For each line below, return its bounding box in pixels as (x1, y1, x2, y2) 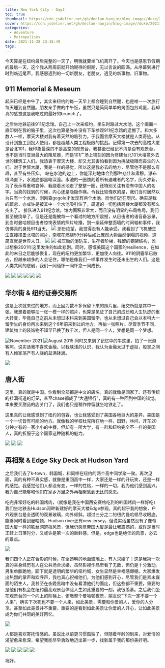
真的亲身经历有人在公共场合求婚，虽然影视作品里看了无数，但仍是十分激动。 (5, 562, 160, 568)
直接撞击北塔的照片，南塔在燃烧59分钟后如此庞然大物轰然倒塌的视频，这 (9, 232, 157, 238)
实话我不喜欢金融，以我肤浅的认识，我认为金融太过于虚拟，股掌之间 (22, 344, 160, 350)
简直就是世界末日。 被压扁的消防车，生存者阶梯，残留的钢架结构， (5, 238, 152, 244)
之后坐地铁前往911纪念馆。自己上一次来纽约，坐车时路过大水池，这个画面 (5, 121, 154, 127)
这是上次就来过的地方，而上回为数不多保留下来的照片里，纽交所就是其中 (5, 303, 151, 309)
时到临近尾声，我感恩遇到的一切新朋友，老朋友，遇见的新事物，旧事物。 (5, 70, 151, 76)
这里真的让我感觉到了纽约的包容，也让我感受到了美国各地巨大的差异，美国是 (5, 412, 160, 418)
